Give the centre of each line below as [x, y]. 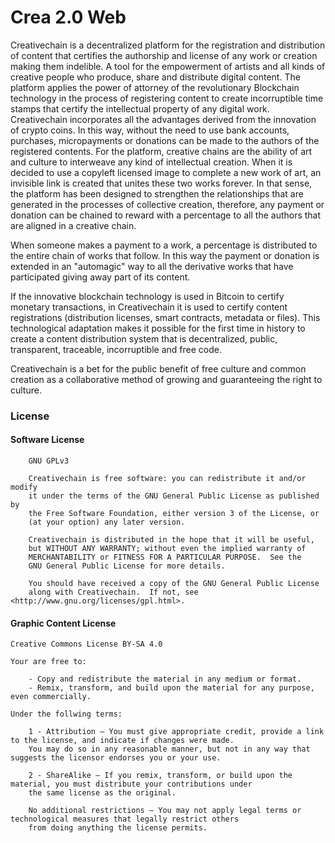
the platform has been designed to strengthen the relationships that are [157, 193]
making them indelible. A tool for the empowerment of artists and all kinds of [168, 66]
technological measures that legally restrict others [125, 819]
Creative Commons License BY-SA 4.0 [86, 644]
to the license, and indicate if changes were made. [122, 741]
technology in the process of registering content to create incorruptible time [167, 98]
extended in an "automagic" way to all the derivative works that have [152, 266]
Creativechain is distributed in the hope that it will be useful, [171, 540]
